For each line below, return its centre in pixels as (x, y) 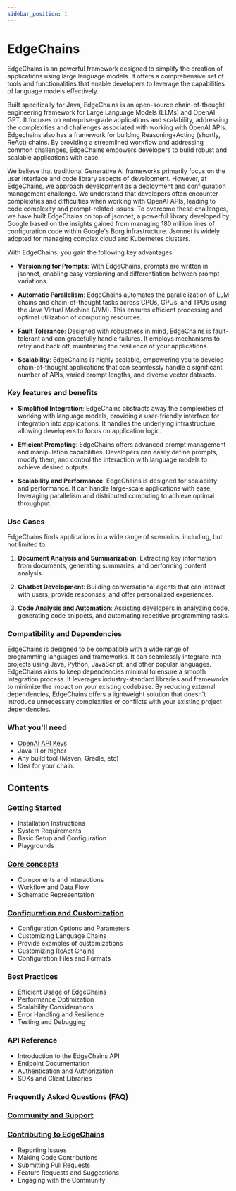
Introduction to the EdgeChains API (68, 1056)
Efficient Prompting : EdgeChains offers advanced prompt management (122, 444)
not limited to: (27, 544)
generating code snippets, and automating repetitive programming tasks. (123, 616)
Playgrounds (36, 846)
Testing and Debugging (51, 1022)
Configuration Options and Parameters (74, 928)
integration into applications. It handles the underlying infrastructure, (117, 423)
